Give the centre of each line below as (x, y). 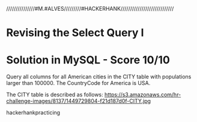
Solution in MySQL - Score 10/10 (88, 60)
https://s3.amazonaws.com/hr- (143, 94)
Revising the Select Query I (75, 33)
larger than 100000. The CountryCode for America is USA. (78, 83)
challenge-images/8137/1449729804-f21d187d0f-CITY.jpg (79, 101)
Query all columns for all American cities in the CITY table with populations (99, 77)
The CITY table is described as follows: (55, 94)
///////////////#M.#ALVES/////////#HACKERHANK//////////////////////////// (90, 9)
